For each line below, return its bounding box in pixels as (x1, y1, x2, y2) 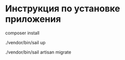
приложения (5, 13, 61, 25)
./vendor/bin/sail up (5, 39, 46, 45)
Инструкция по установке (5, 3, 120, 14)
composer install (5, 30, 40, 36)
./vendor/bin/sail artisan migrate (5, 49, 71, 55)
